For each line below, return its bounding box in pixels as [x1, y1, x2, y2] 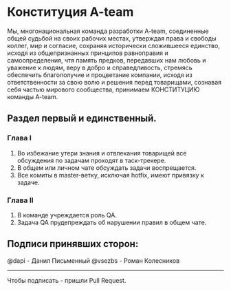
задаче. [16, 178, 40, 186]
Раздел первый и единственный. [7, 113, 157, 125]
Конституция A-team [7, 4, 134, 20]
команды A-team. [7, 92, 58, 100]
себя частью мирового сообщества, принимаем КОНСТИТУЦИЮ [7, 85, 200, 94]
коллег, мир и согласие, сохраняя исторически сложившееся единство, [7, 41, 220, 50]
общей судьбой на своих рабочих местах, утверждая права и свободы [7, 34, 217, 42]
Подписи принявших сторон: [7, 238, 139, 250]
